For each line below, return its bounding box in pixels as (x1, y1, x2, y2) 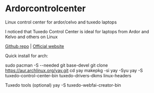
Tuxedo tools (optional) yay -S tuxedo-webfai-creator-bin (5, 82, 121, 88)
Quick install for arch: (5, 52, 48, 59)
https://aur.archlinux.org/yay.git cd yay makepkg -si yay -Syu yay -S (5, 67, 143, 73)
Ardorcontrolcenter (5, 3, 86, 14)
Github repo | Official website (5, 43, 65, 49)
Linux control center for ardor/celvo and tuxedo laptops (5, 19, 117, 25)
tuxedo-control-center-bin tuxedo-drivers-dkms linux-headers (5, 72, 131, 78)
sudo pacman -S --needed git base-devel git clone (5, 62, 108, 68)
